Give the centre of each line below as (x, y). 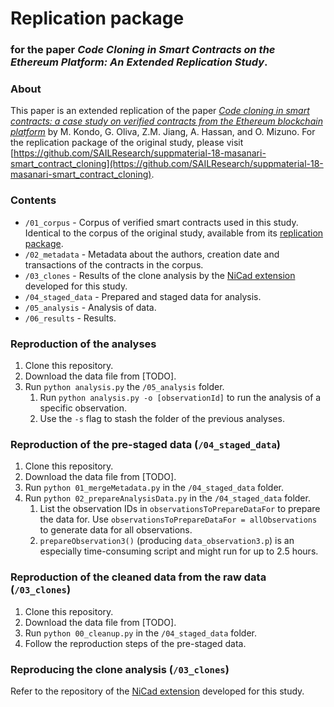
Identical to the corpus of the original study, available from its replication (174, 233)
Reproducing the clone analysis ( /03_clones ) (120, 669)
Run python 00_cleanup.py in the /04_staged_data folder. (141, 633)
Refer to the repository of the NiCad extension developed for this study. (157, 691)
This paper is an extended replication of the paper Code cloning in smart (160, 111)
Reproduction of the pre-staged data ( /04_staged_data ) (145, 444)
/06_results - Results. (70, 318)
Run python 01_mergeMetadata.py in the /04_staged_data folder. (154, 488)
